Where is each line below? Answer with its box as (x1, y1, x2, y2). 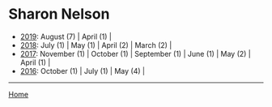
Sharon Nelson (8, 5, 110, 24)
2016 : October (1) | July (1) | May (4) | (19, 66, 146, 75)
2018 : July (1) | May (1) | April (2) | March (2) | (19, 40, 172, 49)
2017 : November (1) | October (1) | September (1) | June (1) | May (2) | (19, 49, 251, 58)
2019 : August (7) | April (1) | (19, 32, 112, 41)
